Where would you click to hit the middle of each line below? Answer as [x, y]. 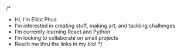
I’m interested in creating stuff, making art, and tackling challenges [95, 26]
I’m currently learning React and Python [62, 32]
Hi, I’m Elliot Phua [35, 19]
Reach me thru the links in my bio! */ [58, 44]
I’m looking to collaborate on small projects [66, 38]
